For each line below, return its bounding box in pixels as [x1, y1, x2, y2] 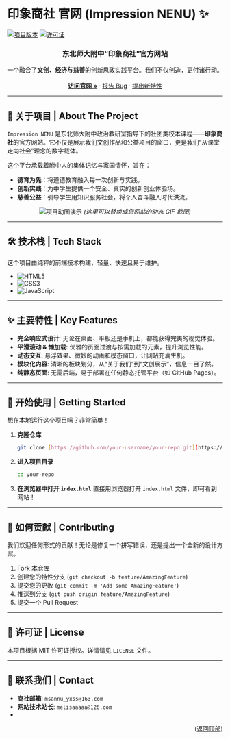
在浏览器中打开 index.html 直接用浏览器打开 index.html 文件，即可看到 [16, 484, 218, 493]
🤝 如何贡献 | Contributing [7, 521, 115, 533]
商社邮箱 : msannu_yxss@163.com [16, 694, 103, 702]
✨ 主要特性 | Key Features [7, 314, 118, 326]
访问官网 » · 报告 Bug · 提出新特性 [67, 82, 163, 90]
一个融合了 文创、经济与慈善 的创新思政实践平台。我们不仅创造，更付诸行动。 [7, 66, 223, 74]
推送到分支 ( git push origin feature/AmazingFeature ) [16, 590, 170, 598]
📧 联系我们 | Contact [7, 675, 94, 686]
